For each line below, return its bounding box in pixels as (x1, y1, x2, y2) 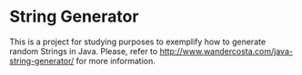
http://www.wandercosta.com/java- (159, 45, 294, 56)
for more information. (75, 55, 156, 66)
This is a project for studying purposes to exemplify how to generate (9, 36, 267, 47)
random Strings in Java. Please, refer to (9, 45, 158, 56)
